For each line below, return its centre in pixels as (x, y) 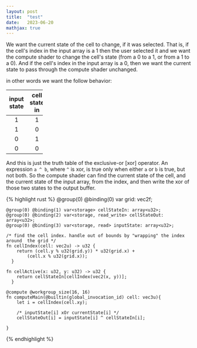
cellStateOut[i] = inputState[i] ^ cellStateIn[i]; (81, 318)
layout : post (22, 11)
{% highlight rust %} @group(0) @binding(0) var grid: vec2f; (79, 200)
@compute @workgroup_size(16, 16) (48, 292)
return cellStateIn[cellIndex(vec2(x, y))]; (72, 277)
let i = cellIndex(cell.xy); (52, 303)
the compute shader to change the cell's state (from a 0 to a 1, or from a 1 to (98, 57)
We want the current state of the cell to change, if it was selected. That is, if (98, 45)
